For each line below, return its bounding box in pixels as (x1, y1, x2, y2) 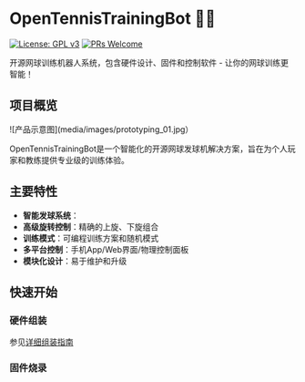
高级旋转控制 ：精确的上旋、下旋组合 (22, 221, 159, 232)
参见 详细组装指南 (9, 336, 74, 347)
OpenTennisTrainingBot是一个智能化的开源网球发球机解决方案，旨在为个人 (9, 143, 289, 154)
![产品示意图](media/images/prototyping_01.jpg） (9, 123, 194, 135)
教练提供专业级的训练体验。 (25, 154, 129, 165)
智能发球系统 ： (22, 210, 79, 221)
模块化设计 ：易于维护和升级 (22, 255, 127, 266)
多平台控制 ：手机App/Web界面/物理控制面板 (22, 243, 189, 254)
